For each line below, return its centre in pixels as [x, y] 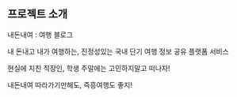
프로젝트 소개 [38, 14]
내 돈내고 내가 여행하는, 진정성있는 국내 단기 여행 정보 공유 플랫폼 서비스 [118, 51]
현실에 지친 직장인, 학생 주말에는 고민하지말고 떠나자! [89, 68]
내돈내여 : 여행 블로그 [40, 35]
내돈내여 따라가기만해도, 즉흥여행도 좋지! [70, 84]
